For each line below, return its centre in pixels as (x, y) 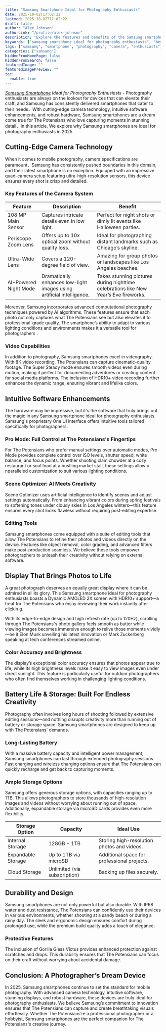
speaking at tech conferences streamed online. (53, 639)
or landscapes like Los (123, 262)
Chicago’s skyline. (118, 247)
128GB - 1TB (64, 843)
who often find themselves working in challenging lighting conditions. (76, 679)
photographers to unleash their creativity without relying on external (75, 555)
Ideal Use (128, 829)
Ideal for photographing (124, 235)
